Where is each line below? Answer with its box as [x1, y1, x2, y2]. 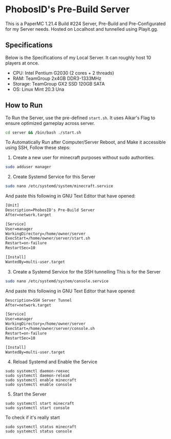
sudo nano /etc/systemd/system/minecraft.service [5, 183, 114, 189]
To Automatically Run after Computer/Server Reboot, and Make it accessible [5, 139, 166, 145]
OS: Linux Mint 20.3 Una [12, 86, 65, 92]
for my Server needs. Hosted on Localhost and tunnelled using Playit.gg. [5, 26, 159, 32]
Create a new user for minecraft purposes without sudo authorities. [12, 155, 155, 161]
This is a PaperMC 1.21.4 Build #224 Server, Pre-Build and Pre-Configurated [5, 20, 166, 27]
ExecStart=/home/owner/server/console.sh [5, 326, 95, 331]
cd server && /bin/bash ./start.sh [5, 130, 81, 135]
